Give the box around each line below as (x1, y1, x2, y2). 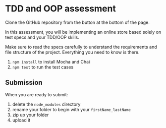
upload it (12, 117, 31, 123)
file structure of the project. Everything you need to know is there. (5, 49, 140, 55)
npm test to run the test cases (12, 64, 73, 70)
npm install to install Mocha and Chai (12, 59, 90, 64)
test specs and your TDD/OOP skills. (5, 34, 79, 40)
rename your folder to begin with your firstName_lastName (12, 106, 131, 112)
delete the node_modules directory (12, 101, 81, 107)
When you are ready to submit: (5, 91, 68, 97)
